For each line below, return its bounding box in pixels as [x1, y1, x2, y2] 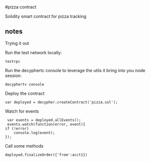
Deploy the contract [5, 90, 45, 96]
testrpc [5, 59, 21, 64]
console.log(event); [14, 130, 55, 135]
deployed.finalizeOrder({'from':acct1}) [5, 152, 88, 157]
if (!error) [5, 126, 29, 131]
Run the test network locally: [5, 49, 62, 55]
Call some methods [5, 143, 44, 149]
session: [5, 73, 22, 78]
